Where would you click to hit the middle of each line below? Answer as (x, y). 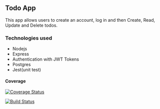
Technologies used (29, 38)
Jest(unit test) (27, 70)
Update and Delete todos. (32, 25)
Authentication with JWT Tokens (46, 59)
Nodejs (20, 49)
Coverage (15, 81)
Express (21, 54)
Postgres (22, 65)
